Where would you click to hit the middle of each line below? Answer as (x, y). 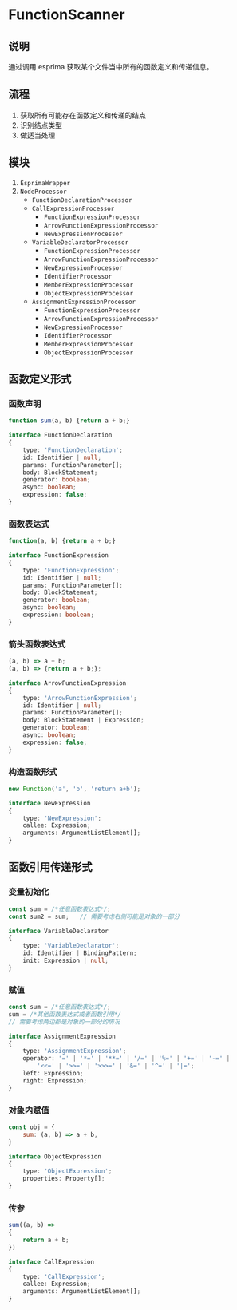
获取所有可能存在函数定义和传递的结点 (83, 115)
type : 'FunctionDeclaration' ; (73, 450)
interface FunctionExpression (59, 556)
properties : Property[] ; (64, 1179)
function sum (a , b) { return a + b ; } (69, 421)
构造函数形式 (33, 772)
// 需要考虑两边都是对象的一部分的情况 (64, 1022)
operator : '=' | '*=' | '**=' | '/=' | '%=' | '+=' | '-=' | (126, 1059)
